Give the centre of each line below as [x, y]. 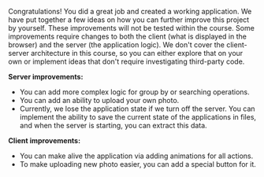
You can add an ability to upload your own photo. [99, 100]
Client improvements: [45, 140]
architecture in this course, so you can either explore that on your [137, 53]
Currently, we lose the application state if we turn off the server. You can [137, 109]
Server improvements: [46, 77]
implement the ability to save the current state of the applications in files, [138, 117]
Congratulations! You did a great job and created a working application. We [130, 11]
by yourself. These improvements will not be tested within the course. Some [131, 28]
